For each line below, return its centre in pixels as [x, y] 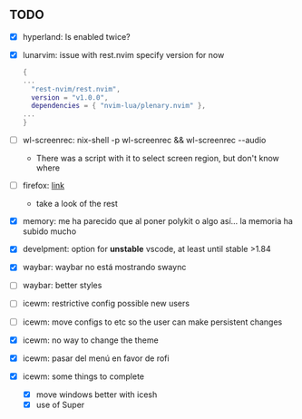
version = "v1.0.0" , [70, 97]
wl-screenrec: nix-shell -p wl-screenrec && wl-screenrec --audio [144, 141]
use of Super [60, 404]
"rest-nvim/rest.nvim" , [76, 89]
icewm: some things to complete [83, 376]
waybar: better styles [62, 286]
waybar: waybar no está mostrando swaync [104, 268]
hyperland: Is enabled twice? [76, 36]
